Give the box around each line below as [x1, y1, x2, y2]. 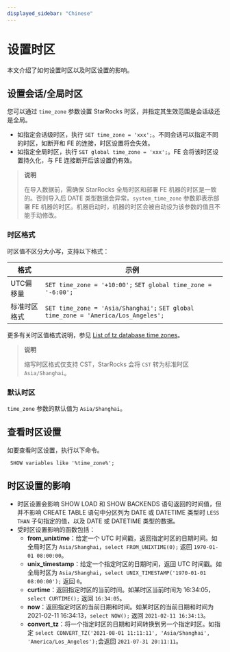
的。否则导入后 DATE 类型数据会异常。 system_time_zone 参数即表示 [23, 194, 214, 203]
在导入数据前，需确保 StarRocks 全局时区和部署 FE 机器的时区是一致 [23, 186, 217, 194]
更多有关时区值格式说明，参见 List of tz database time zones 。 [7, 330, 183, 339]
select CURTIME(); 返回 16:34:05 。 [27, 594, 126, 602]
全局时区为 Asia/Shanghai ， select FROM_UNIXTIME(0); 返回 [27, 542, 193, 550]
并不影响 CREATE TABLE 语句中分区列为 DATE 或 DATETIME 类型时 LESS [16, 508, 220, 516]
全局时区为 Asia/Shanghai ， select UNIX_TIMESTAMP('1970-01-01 [27, 568, 207, 576]
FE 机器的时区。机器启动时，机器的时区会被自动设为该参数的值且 [31, 203, 215, 211]
